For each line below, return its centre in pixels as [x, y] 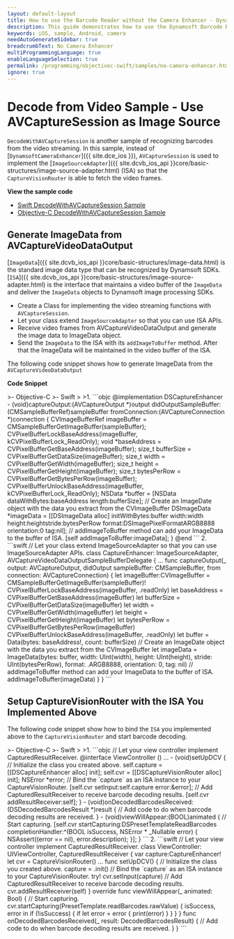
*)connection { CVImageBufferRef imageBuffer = [77, 420]
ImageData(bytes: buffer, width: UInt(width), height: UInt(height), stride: [110, 657]
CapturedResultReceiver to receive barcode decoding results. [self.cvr [108, 795]
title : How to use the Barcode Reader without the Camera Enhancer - [110, 20]
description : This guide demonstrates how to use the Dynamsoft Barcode [115, 27]
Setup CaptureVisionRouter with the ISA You [106, 701]
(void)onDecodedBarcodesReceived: [141, 802]
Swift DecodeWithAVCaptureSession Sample [81, 205]
